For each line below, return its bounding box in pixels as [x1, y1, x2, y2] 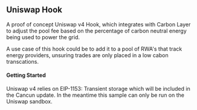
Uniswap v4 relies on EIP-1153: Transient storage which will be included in [6, 85, 190, 93]
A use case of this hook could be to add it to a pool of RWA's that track [6, 45, 182, 52]
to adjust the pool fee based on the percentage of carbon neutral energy [6, 27, 187, 34]
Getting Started [6, 72, 47, 79]
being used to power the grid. [6, 33, 80, 41]
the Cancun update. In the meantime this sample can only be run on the [6, 91, 184, 99]
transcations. [6, 58, 39, 65]
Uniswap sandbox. [6, 98, 53, 105]
